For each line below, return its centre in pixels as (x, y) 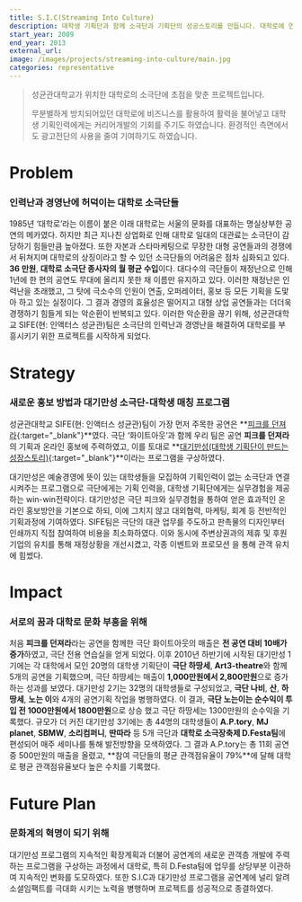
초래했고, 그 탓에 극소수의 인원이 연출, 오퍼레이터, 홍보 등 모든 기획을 (152, 291)
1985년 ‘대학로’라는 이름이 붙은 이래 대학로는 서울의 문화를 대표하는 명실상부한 (146, 224)
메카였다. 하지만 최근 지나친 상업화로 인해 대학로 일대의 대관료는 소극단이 (153, 235)
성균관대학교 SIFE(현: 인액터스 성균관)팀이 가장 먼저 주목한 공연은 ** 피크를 (139, 424)
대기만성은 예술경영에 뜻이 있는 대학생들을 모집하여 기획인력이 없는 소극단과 (142, 476)
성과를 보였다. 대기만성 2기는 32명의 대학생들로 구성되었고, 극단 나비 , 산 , (152, 688)
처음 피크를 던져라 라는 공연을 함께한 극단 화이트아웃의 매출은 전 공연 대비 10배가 (148, 643)
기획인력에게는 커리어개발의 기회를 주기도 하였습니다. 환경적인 (149, 124)
